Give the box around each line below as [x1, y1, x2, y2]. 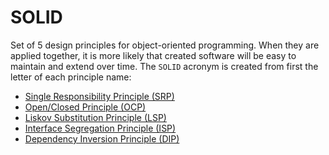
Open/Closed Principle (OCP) [24, 101, 147, 113]
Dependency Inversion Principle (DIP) [24, 132, 180, 145]
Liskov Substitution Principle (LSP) [24, 111, 167, 123]
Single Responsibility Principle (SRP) [24, 90, 175, 102]
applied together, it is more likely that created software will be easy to [10, 49, 297, 61]
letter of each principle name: [10, 71, 132, 83]
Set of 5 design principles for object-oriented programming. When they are [10, 39, 320, 51]
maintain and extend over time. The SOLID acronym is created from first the [10, 60, 319, 72]
